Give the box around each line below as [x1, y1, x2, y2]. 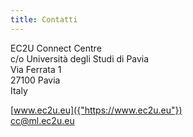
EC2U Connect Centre [10, 42, 102, 54]
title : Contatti [10, 14, 78, 25]
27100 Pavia [10, 74, 61, 86]
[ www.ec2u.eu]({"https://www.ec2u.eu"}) [10, 104, 183, 116]
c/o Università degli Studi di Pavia [10, 52, 150, 65]
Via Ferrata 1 [10, 63, 62, 75]
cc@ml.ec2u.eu [10, 114, 75, 126]
